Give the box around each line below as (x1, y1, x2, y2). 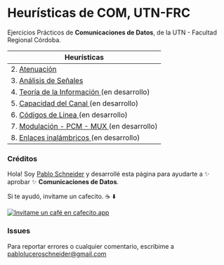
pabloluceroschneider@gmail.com (7, 250, 107, 258)
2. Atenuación (11, 64, 58, 74)
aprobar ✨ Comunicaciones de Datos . (7, 178, 119, 186)
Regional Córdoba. (7, 35, 62, 44)
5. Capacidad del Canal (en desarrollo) (11, 98, 139, 108)
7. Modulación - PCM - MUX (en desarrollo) (11, 121, 158, 131)
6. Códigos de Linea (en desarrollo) (11, 110, 128, 119)
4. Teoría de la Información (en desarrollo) (11, 86, 150, 96)
